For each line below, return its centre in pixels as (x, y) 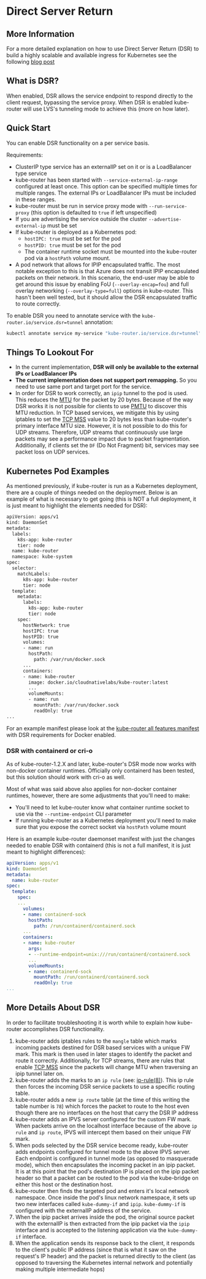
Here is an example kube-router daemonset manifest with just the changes (101, 838)
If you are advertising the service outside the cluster (81, 218)
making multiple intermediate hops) (60, 1269)
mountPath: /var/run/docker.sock (76, 705)
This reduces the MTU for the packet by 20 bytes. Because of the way (104, 400)
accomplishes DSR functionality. (64, 1029)
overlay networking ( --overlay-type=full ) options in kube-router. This (104, 290)
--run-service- (168, 206)
